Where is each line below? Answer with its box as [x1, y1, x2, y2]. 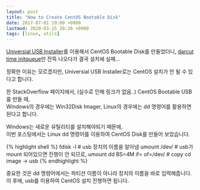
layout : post [6, 8, 39, 15]
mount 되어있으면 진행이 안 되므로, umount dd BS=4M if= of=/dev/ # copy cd [6, 151, 192, 158]
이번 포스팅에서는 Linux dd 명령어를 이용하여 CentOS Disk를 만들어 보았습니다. [6, 130, 190, 138]
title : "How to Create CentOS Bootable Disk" [6, 14, 121, 20]
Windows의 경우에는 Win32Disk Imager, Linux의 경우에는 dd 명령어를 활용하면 [6, 103, 192, 110]
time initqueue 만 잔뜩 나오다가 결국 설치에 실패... [6, 55, 120, 63]
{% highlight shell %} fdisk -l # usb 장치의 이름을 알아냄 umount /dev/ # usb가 [6, 144, 193, 151]
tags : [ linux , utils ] [6, 31, 60, 37]
